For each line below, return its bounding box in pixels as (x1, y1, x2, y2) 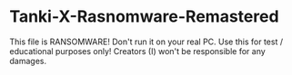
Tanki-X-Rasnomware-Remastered (9, 6, 279, 27)
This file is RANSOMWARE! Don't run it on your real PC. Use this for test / (9, 36, 284, 47)
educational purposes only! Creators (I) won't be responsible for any (9, 45, 266, 56)
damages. (9, 55, 47, 66)
